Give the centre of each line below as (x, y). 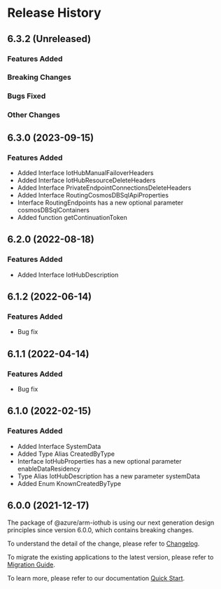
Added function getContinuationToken (72, 217)
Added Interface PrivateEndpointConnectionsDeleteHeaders (104, 188)
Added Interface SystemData (59, 446)
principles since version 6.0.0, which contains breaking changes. (101, 529)
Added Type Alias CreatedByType (66, 454)
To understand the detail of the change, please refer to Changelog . (104, 543)
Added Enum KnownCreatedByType (69, 483)
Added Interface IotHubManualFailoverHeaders (85, 172)
